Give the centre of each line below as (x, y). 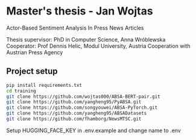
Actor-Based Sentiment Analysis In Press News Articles (75, 28)
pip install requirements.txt (44, 85)
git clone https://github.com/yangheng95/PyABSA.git (74, 102)
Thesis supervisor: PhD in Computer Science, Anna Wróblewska (86, 39)
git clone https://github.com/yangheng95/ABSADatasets (77, 113)
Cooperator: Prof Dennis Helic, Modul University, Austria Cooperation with (99, 46)
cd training (21, 91)
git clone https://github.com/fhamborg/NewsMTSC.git (74, 119)
